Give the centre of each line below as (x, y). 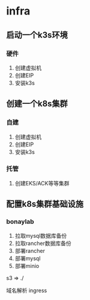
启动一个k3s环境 (37, 35)
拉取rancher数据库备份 (43, 243)
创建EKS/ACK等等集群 (42, 183)
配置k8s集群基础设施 (45, 204)
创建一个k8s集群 (37, 104)
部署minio (27, 266)
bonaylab (20, 222)
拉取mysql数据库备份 (41, 235)
